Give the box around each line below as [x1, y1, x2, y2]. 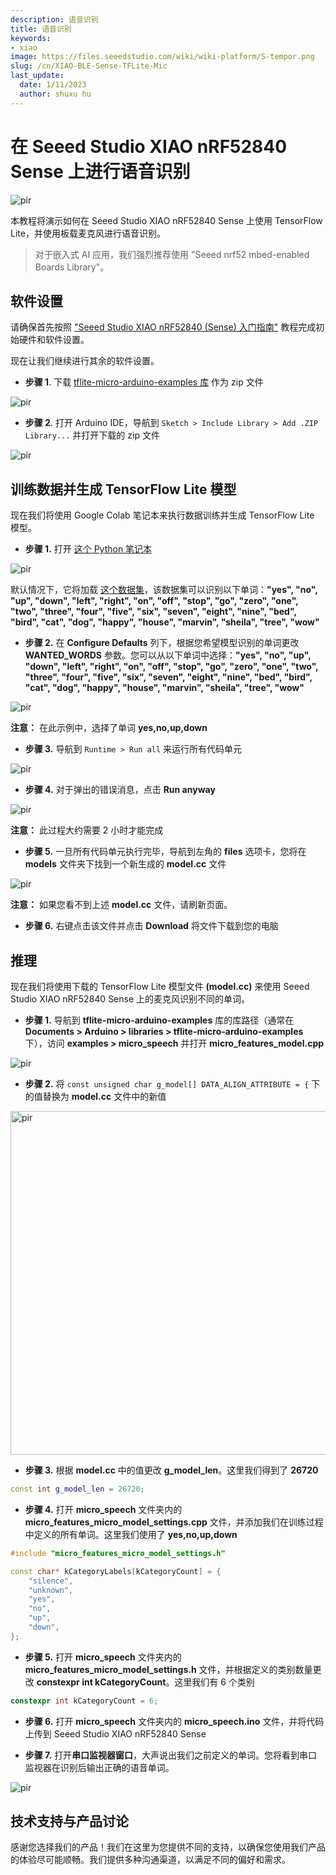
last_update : [10, 71, 65, 81]
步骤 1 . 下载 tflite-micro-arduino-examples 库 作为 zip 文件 [24, 376, 264, 388]
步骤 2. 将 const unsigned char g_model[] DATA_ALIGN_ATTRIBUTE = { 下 [24, 1078, 320, 1090]
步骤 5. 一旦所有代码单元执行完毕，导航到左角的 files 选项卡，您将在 [24, 846, 307, 858]
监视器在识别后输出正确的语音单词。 [24, 1761, 175, 1773]
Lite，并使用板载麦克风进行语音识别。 [10, 227, 166, 239]
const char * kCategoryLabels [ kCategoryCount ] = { [10, 1566, 222, 1576]
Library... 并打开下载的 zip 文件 [24, 429, 160, 441]
